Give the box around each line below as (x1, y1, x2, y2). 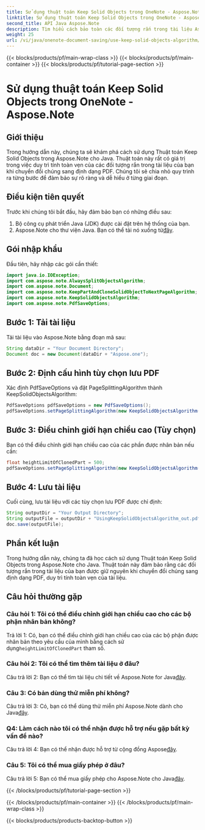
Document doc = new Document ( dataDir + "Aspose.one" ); (6, 351, 149, 357)
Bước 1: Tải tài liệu (6, 317, 76, 328)
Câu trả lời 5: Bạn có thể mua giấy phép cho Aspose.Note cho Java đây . (6, 774, 185, 782)
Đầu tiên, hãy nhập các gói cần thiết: (6, 260, 99, 267)
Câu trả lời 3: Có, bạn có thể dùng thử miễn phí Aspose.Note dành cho (6, 702, 183, 710)
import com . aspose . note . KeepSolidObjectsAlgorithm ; (6, 295, 140, 301)
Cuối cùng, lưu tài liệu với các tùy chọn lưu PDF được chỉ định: (6, 498, 163, 505)
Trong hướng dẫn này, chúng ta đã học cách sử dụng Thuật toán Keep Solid (6, 554, 196, 561)
